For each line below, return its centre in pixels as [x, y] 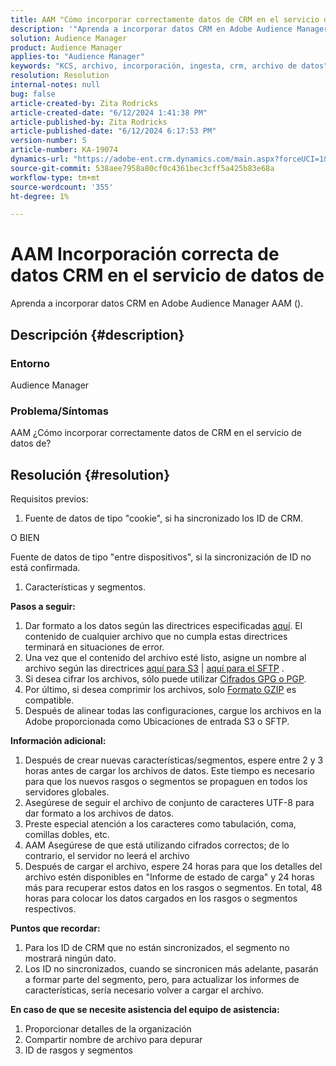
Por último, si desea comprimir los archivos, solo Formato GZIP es [160, 689]
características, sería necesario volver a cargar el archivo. [144, 990]
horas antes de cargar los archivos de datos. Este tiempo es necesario [169, 770]
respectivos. [50, 908]
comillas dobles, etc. [67, 834]
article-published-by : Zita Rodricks [89, 122]
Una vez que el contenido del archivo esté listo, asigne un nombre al [165, 657]
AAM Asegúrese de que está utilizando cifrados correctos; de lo [157, 845]
